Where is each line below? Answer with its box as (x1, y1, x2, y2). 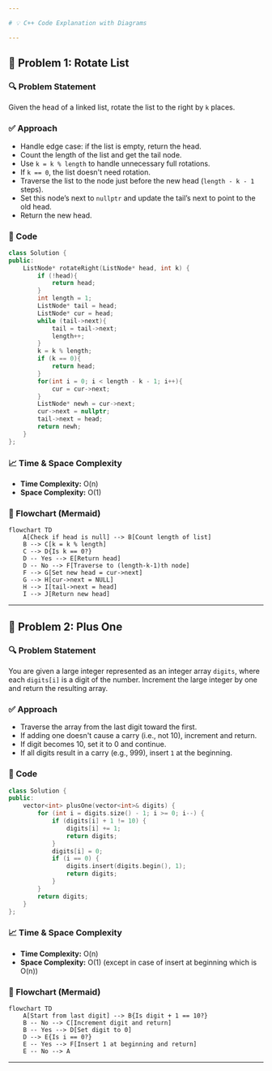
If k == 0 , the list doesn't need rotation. (19, 167, 151, 177)
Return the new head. (19, 210, 92, 220)
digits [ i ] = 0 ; (51, 847, 104, 855)
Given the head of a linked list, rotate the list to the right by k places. (8, 102, 236, 112)
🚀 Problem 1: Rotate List (8, 56, 130, 70)
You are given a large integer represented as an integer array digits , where (8, 666, 261, 676)
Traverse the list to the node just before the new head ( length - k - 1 (19, 175, 255, 185)
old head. (19, 201, 53, 211)
